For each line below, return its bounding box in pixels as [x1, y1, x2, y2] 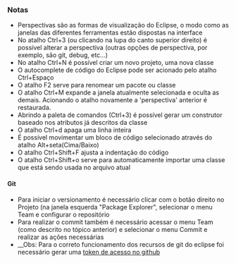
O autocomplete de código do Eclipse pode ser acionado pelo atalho [17, 66, 217, 75]
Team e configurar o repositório [17, 210, 110, 219]
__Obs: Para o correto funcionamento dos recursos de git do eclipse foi [17, 240, 224, 248]
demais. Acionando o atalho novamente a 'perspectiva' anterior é [17, 96, 208, 104]
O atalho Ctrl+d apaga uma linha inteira [17, 126, 132, 135]
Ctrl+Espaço [17, 73, 54, 82]
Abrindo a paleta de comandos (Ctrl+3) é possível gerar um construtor [17, 111, 223, 119]
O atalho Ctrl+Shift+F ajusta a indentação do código [17, 148, 169, 157]
